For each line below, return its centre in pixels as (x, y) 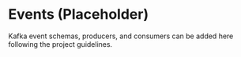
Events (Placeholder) (78, 14)
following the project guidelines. (60, 44)
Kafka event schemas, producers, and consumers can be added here (121, 36)
